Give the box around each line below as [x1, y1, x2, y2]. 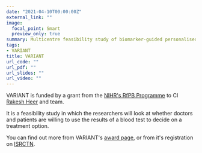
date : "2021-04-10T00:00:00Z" [6, 8, 82, 15]
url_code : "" [6, 59, 39, 65]
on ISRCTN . [6, 140, 35, 148]
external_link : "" [6, 14, 52, 20]
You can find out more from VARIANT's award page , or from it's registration [6, 134, 194, 141]
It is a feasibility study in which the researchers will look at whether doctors [6, 110, 193, 117]
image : [6, 20, 23, 26]
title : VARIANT [6, 53, 44, 59]
